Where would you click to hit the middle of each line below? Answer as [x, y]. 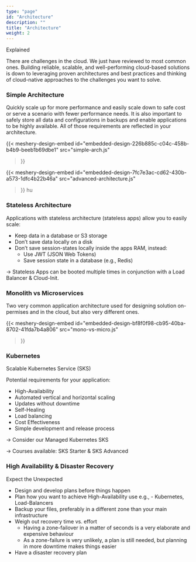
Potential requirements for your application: [58, 380]
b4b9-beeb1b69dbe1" [32, 150]
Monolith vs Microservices [45, 293]
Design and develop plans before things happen [72, 490]
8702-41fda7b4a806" [32, 329]
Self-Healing [30, 410]
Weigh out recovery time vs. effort [56, 521]
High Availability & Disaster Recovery [60, 466]
